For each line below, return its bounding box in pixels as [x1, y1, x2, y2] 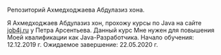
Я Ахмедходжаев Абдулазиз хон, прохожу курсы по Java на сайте [7, 19, 202, 26]
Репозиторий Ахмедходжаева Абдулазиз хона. [7, 6, 146, 14]
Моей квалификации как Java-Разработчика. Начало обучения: [7, 33, 194, 41]
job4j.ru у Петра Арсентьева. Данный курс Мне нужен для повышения [7, 26, 215, 34]
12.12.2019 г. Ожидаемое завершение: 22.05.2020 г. [7, 41, 159, 48]
